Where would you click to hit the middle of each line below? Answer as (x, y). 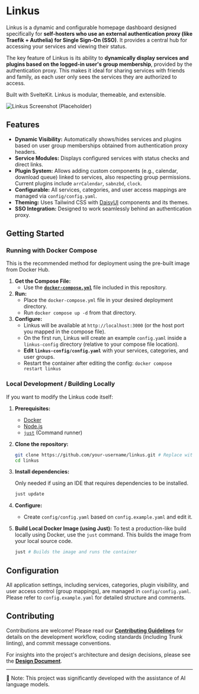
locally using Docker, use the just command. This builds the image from (103, 535)
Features (23, 125)
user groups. (39, 357)
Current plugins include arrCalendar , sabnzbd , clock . (78, 183)
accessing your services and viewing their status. (67, 46)
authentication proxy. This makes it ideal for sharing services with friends (96, 70)
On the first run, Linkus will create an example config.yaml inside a (105, 338)
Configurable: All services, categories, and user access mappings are (100, 190)
